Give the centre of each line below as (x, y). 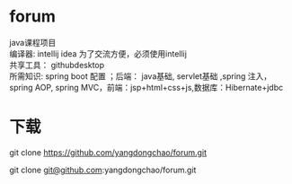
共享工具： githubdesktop (57, 65)
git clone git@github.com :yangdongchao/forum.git (103, 170)
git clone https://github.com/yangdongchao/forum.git (108, 152)
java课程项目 (33, 42)
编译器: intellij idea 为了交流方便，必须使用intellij (98, 53)
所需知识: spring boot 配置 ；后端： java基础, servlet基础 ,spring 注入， (141, 76)
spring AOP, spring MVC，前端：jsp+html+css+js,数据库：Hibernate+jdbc (146, 87)
